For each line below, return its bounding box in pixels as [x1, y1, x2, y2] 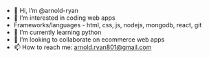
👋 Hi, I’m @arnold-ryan [13, 7, 79, 14]
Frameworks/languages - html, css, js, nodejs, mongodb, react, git [13, 21, 202, 29]
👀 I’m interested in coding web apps [13, 14, 115, 22]
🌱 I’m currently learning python [13, 28, 102, 36]
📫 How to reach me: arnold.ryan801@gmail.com [13, 43, 152, 51]
